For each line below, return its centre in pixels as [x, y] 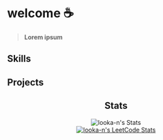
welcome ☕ [41, 13]
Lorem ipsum [44, 37]
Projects [26, 82]
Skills [19, 59]
